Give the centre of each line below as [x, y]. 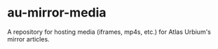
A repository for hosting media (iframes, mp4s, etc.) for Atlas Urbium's [109, 32]
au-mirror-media [57, 13]
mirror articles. [29, 39]
